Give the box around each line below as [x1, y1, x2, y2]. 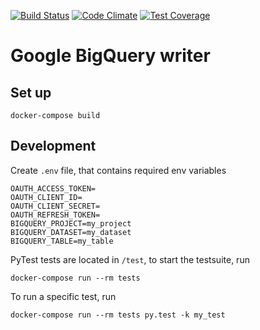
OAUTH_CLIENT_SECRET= [10, 201, 101, 211]
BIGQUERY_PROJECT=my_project [10, 218, 132, 229]
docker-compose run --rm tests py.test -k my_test [10, 310, 226, 320]
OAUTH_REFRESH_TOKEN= [10, 210, 101, 220]
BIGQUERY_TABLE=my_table [10, 236, 114, 246]
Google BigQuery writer [10, 45, 211, 67]
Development [10, 138, 97, 155]
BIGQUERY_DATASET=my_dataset [10, 227, 132, 237]
